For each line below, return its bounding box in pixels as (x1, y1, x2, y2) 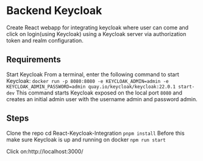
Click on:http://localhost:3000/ (6, 148, 84, 155)
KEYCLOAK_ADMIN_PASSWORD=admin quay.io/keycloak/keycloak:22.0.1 (6, 84, 176, 90)
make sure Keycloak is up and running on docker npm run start (6, 135, 166, 143)
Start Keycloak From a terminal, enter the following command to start (6, 71, 180, 78)
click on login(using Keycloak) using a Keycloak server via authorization (6, 30, 187, 37)
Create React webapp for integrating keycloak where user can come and (6, 24, 189, 31)
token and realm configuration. (6, 37, 84, 44)
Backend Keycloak (6, 4, 102, 18)
